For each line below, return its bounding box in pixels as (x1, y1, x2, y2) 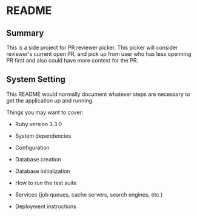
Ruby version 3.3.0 (15, 120, 62, 127)
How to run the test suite (15, 179, 77, 186)
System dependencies (15, 132, 72, 140)
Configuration (15, 144, 50, 151)
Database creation (15, 155, 62, 163)
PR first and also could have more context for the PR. (6, 57, 138, 64)
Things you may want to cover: (6, 109, 84, 116)
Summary (6, 28, 44, 38)
